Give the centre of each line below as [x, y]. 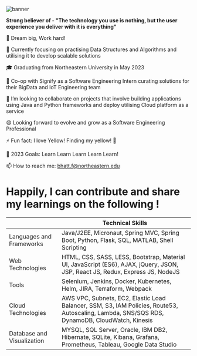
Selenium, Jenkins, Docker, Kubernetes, [116, 281]
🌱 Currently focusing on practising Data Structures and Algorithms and [91, 49]
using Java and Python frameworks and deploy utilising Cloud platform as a [97, 105]
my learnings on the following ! [83, 204]
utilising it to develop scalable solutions [53, 56]
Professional [21, 129]
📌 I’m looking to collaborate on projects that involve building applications [94, 99]
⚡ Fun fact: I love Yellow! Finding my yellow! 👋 [61, 140]
